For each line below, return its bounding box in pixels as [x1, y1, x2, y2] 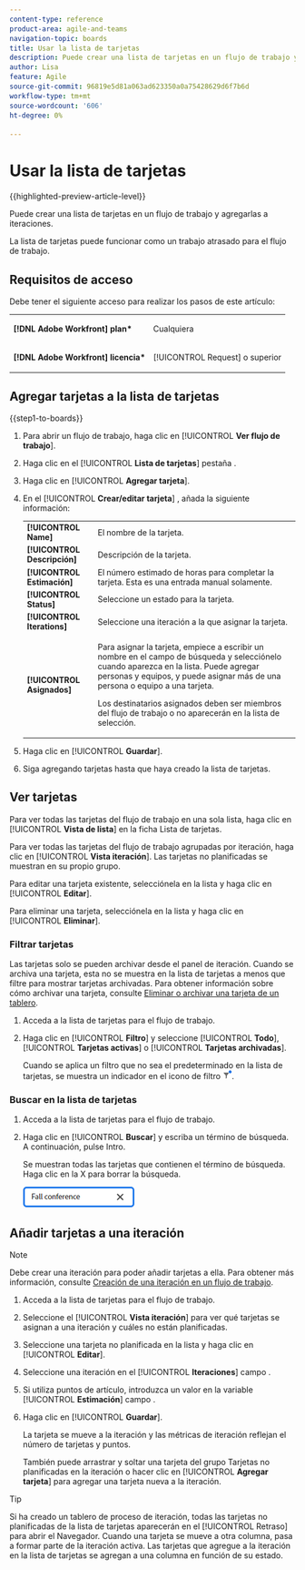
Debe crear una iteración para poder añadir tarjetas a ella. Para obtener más [9, 1267, 295, 1279]
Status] [26, 598, 56, 609]
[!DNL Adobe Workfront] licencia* [13, 352, 146, 362]
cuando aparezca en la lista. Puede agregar [97, 661, 260, 672]
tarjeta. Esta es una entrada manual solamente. [97, 576, 272, 587]
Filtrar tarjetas [9, 938, 74, 951]
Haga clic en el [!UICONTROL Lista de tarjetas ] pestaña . [22, 458, 237, 469]
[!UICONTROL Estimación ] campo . [22, 1394, 156, 1405]
